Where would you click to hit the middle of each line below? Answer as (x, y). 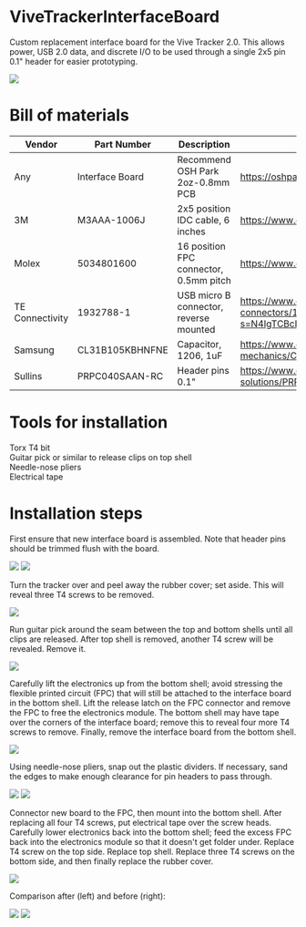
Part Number (123, 144)
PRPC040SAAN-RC (120, 376)
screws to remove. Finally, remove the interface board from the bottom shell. (153, 732)
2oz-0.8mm (204, 182)
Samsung (34, 350)
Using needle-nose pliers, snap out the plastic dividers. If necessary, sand (149, 767)
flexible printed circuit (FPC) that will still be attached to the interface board (150, 693)
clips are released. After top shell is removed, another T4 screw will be (142, 639)
